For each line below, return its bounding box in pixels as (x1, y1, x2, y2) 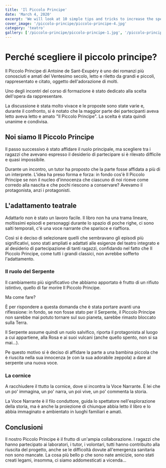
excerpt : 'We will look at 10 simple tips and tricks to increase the (5, 16, 154, 21)
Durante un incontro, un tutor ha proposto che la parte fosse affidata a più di (5, 166, 161, 172)
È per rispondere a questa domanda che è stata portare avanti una (5, 304, 140, 310)
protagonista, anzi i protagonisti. (5, 187, 71, 193)
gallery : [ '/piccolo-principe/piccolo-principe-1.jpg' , (5, 30, 123, 35)
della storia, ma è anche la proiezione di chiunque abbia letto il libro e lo (5, 404, 151, 410)
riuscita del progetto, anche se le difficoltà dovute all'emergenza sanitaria (5, 446, 155, 453)
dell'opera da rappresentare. (5, 93, 63, 99)
